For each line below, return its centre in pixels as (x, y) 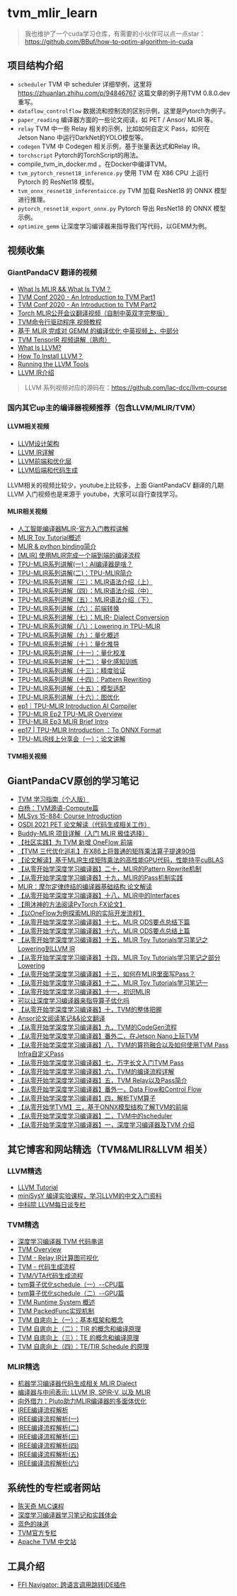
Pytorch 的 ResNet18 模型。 (58, 182)
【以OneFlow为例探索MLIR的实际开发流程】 (81, 913)
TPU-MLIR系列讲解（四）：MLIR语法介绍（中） (85, 590)
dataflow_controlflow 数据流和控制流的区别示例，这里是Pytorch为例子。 (123, 111)
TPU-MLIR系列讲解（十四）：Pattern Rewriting (84, 679)
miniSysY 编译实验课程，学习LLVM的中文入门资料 (89, 1195)
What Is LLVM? (39, 348)
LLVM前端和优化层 (45, 461)
